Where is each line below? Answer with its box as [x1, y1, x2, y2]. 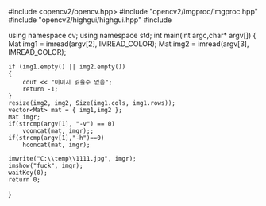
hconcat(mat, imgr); [22, 141, 91, 149]
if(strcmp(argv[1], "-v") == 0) [8, 120, 115, 128]
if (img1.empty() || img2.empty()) [8, 63, 126, 71]
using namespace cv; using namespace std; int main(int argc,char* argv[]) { [8, 31, 256, 40]
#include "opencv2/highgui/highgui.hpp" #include [8, 15, 172, 25]
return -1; [22, 85, 59, 93]
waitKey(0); [8, 169, 48, 177]
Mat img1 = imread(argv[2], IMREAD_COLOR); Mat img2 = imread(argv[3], [8, 39, 249, 49]
